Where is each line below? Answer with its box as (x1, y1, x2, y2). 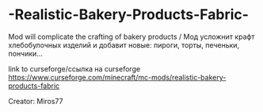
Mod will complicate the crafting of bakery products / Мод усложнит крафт (8, 32, 255, 41)
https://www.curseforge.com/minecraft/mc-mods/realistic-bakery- (8, 72, 227, 82)
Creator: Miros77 (8, 96, 63, 106)
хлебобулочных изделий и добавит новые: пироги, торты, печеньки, (8, 40, 240, 49)
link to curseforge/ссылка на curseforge (8, 64, 141, 73)
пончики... (8, 48, 44, 58)
